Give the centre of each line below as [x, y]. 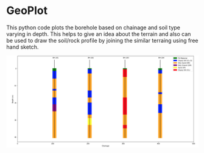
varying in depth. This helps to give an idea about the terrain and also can [99, 34]
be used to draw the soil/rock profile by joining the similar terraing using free [102, 40]
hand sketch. [23, 47]
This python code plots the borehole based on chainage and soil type [93, 27]
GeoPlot [27, 11]
